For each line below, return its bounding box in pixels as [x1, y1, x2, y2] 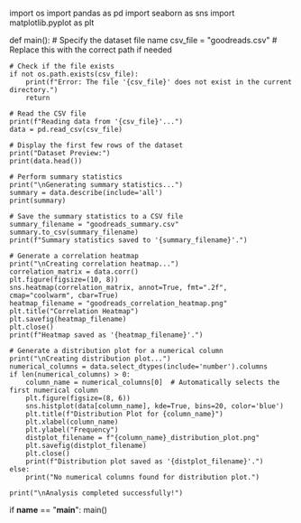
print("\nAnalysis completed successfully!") [9, 489, 183, 498]
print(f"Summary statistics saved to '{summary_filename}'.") [9, 236, 248, 245]
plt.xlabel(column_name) [25, 417, 119, 426]
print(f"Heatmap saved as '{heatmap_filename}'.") [9, 331, 204, 340]
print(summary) [9, 196, 67, 205]
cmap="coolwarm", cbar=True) [9, 291, 119, 300]
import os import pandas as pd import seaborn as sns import [9, 8, 235, 18]
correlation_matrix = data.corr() [9, 267, 140, 276]
